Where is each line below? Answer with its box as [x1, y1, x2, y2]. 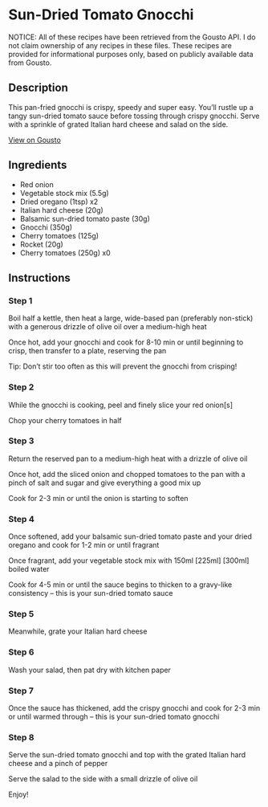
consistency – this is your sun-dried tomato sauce [8, 589, 173, 598]
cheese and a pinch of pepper [8, 759, 108, 768]
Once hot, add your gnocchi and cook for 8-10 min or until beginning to [8, 337, 244, 347]
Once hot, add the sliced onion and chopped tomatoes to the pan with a [8, 469, 246, 479]
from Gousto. [8, 58, 52, 67]
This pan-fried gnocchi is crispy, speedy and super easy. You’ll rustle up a [8, 102, 254, 112]
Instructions [8, 271, 71, 284]
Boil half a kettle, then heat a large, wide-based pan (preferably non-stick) [8, 313, 254, 323]
